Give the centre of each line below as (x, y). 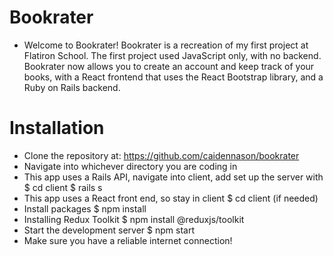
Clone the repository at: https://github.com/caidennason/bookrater (161, 155)
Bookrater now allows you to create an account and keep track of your (169, 66)
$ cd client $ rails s (63, 187)
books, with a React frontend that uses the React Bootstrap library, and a (173, 77)
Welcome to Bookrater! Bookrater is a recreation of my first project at (166, 45)
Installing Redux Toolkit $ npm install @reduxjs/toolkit (134, 219)
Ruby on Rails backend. (72, 87)
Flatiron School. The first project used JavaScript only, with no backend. (172, 55)
